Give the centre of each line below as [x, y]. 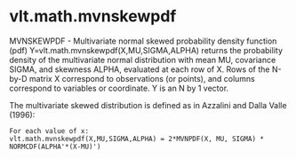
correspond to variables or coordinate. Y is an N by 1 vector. [119, 88]
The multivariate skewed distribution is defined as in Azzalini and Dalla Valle [148, 105]
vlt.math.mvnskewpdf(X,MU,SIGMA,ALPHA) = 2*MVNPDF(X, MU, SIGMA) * [137, 139]
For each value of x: [49, 131]
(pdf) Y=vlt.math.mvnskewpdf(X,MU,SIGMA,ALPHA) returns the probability [146, 50]
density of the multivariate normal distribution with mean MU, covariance [143, 60]
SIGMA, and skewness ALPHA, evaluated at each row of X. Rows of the [140, 69]
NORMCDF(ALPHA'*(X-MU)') [55, 147]
